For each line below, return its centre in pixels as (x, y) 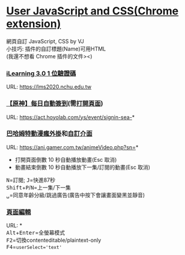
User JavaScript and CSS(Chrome (92, 11)
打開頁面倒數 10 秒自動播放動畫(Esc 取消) (66, 159)
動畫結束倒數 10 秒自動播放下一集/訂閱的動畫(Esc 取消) (83, 167)
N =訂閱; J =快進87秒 (31, 180)
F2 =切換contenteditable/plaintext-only (54, 240)
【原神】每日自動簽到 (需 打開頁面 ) (55, 103)
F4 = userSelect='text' (34, 247)
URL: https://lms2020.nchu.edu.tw (49, 87)
